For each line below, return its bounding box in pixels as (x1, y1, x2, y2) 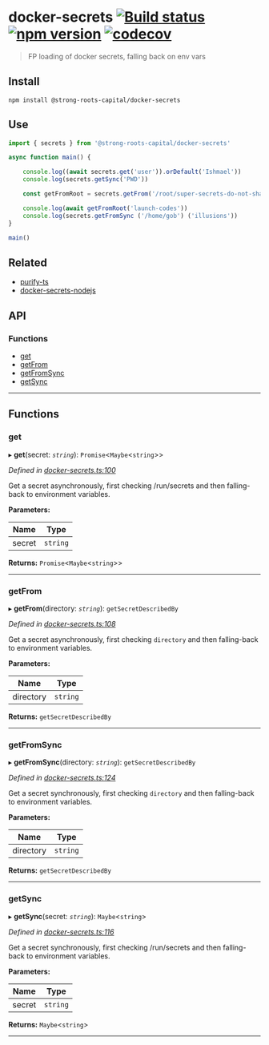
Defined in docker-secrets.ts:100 (8, 465, 116, 474)
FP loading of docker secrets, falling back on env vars (27, 51, 207, 61)
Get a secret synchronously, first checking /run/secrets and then (8, 942, 222, 952)
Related (8, 256, 48, 269)
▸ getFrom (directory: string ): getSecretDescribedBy (8, 603, 179, 613)
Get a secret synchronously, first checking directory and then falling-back (8, 789, 255, 798)
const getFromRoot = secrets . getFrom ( (22, 190, 152, 198)
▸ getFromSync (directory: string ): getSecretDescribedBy (8, 757, 196, 767)
